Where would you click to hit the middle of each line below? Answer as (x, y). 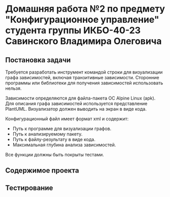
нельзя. (13, 88)
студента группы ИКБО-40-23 (73, 30)
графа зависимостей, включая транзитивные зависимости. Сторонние (82, 77)
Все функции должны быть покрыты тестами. (55, 155)
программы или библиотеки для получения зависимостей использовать (84, 83)
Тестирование (29, 188)
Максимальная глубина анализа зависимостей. (64, 145)
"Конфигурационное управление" (82, 20)
